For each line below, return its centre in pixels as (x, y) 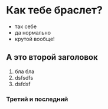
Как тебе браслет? (55, 10)
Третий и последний (37, 99)
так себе (26, 26)
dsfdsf (22, 84)
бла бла (24, 71)
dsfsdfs (24, 77)
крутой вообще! (35, 39)
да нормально (33, 32)
